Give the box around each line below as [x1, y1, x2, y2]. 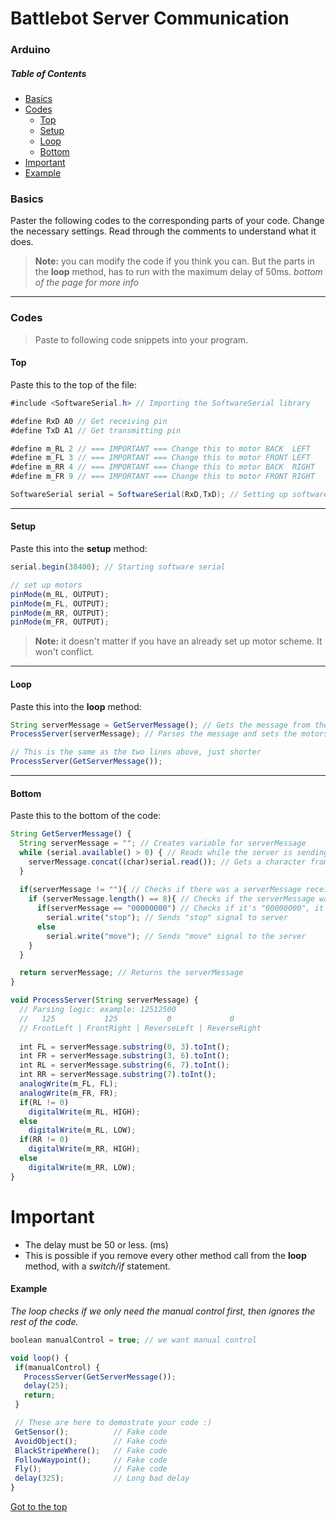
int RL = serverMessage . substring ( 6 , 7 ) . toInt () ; [19, 1060, 230, 1071]
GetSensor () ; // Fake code [14, 1427, 168, 1437]
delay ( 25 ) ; [23, 1381, 70, 1391]
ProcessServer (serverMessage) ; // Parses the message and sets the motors [10, 729, 329, 739]
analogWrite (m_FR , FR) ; [19, 1088, 118, 1098]
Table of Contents [10, 67, 87, 79]
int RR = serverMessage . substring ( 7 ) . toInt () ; [19, 1070, 217, 1080]
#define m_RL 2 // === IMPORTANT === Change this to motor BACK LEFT [10, 443, 311, 454]
